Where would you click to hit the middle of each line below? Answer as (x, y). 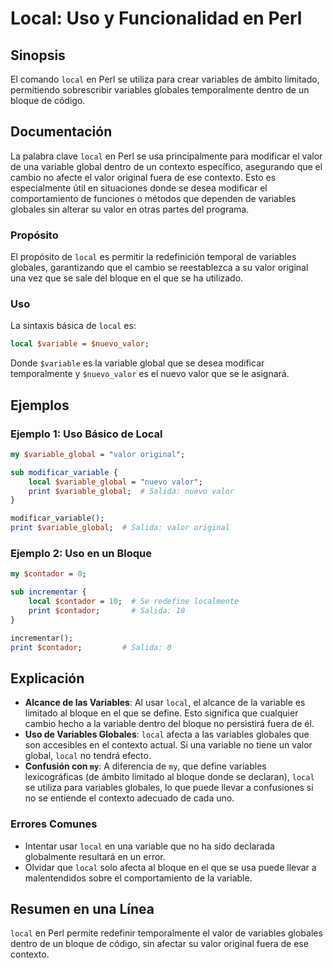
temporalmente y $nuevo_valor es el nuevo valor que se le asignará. (150, 374)
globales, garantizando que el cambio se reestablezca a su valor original (159, 268)
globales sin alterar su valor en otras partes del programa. (130, 209)
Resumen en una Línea (82, 909)
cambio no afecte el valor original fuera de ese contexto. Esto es (143, 177)
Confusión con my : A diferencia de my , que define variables (145, 766)
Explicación (47, 678)
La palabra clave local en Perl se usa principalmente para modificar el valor (166, 156)
